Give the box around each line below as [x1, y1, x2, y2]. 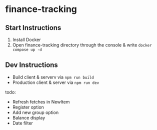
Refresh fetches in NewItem [12, 98, 70, 104]
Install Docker [12, 36, 41, 42]
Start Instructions [5, 23, 61, 32]
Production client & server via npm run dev [12, 79, 99, 85]
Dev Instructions [5, 61, 58, 69]
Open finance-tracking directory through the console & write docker [12, 42, 152, 48]
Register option [12, 104, 44, 110]
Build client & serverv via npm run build [12, 74, 94, 80]
